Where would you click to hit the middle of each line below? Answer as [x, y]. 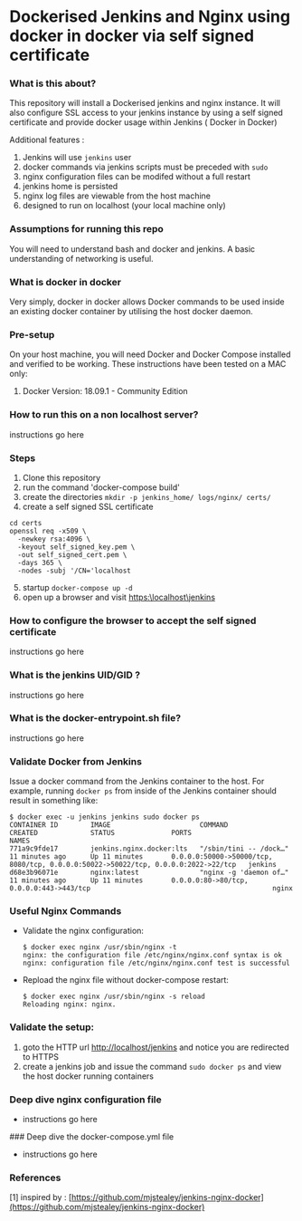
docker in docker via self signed [132, 36]
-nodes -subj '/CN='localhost [74, 571]
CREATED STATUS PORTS [101, 833]
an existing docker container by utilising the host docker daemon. [131, 312]
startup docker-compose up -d [77, 587]
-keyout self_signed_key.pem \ [76, 547]
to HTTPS [40, 1056]
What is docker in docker [66, 282]
